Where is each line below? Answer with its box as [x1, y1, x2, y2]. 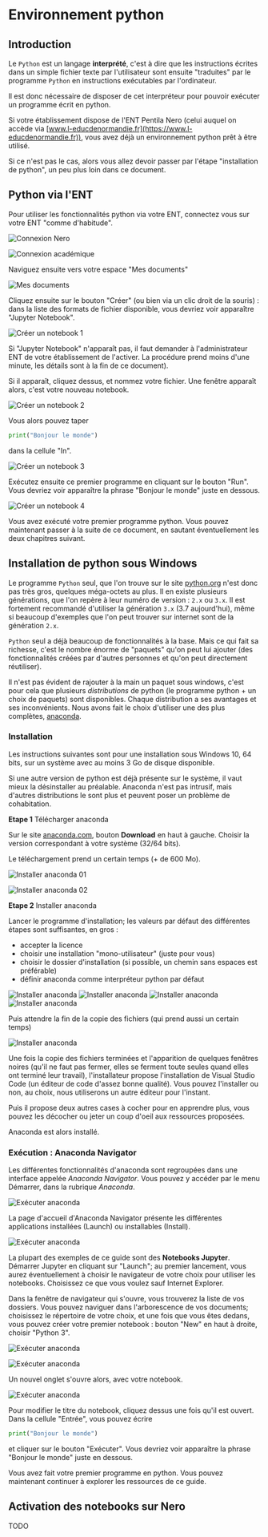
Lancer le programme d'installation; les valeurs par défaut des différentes [8, 916, 250, 926]
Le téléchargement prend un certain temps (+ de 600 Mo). [8, 853, 202, 863]
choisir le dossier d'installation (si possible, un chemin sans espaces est [19, 957, 258, 966]
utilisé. [8, 141, 30, 150]
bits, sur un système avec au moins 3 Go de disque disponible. [8, 757, 215, 767]
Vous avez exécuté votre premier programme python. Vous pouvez [8, 516, 230, 526]
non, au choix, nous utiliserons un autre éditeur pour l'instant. [8, 1087, 210, 1097]
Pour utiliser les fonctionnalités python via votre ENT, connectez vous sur [8, 209, 250, 219]
